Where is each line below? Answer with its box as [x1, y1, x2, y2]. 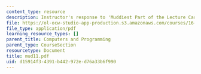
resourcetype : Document [6, 48, 66, 54]
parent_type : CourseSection [6, 42, 77, 48]
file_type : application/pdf [6, 25, 77, 32]
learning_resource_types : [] [6, 31, 79, 37]
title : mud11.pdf [6, 53, 50, 59]
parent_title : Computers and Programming [6, 36, 111, 42]
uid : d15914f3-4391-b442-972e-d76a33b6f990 [6, 58, 117, 64]
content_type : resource [6, 8, 66, 15]
